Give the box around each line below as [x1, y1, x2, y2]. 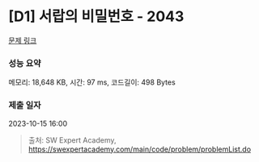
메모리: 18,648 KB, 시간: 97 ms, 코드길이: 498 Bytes [8, 77, 176, 87]
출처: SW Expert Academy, [28, 135, 117, 145]
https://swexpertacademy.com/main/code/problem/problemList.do [28, 144, 252, 154]
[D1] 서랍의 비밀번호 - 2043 [8, 7, 185, 26]
